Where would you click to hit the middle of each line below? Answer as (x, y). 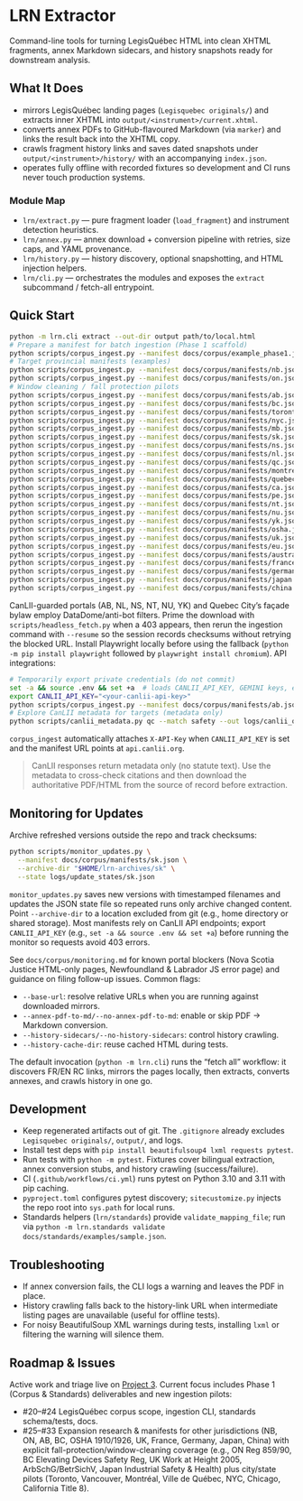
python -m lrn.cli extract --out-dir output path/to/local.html (133, 336)
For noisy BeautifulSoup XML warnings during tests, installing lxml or (151, 1325)
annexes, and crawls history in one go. (81, 1080)
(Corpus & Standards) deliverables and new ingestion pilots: (121, 1394)
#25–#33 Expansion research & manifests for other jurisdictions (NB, (150, 1431)
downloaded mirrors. (61, 1005)
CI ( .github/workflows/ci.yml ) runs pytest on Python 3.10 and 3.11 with (154, 1179)
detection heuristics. (60, 230)
